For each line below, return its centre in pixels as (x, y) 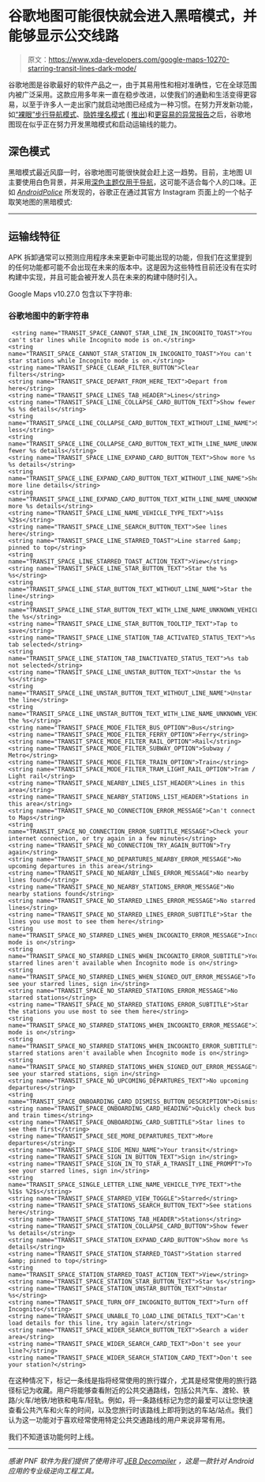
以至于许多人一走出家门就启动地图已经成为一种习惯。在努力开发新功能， (139, 104)
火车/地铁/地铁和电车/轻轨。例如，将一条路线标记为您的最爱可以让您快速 (136, 1400)
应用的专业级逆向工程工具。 (53, 1471)
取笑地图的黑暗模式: (41, 202)
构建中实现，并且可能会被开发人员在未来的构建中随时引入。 (105, 277)
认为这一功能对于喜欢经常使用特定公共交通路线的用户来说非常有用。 (119, 1419)
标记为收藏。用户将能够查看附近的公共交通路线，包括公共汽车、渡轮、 (129, 1390)
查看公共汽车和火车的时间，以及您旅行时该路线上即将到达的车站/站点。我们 (131, 1410)
